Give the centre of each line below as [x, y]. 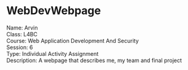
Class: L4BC [22, 34]
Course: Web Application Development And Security [73, 41]
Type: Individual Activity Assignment [53, 53]
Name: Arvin [22, 28]
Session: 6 [20, 47]
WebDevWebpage [54, 11]
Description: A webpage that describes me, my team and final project [94, 60]
